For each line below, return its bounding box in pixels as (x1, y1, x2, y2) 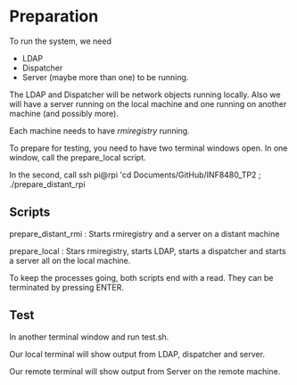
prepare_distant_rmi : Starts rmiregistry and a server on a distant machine (9, 228, 280, 239)
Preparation (9, 6, 99, 27)
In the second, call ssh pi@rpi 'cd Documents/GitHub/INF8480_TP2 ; (9, 169, 261, 180)
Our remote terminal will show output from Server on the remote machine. (9, 365, 281, 376)
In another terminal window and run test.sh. (9, 332, 169, 342)
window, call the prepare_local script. (9, 152, 146, 162)
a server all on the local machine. (9, 255, 131, 266)
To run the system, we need (9, 36, 111, 46)
